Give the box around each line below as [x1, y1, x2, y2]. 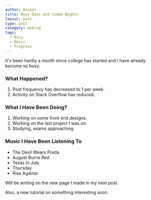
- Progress [9, 44, 32, 49]
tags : [5, 30, 16, 35]
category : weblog [5, 26, 41, 31]
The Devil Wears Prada [12, 149, 59, 155]
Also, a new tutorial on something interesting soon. [5, 189, 109, 195]
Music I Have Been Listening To [5, 138, 82, 145]
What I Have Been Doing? [5, 104, 67, 111]
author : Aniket [5, 7, 37, 12]
